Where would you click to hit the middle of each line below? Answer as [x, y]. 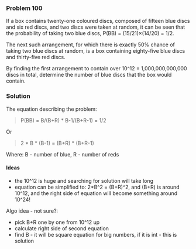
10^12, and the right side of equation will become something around [96, 193]
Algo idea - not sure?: [32, 211]
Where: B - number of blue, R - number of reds [63, 154]
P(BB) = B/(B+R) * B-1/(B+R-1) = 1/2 [63, 120]
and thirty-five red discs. [36, 57]
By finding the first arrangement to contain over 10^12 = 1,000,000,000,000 [97, 69]
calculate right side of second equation [62, 228]
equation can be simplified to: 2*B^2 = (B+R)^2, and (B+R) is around [97, 187]
